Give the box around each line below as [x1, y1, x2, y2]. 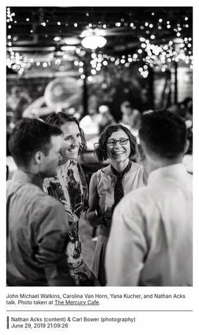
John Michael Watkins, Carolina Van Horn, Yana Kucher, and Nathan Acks [6, 292, 185, 299]
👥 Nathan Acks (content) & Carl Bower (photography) [6, 315, 136, 323]
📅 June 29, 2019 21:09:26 [6, 322, 69, 329]
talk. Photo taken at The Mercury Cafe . [6, 298, 101, 305]
